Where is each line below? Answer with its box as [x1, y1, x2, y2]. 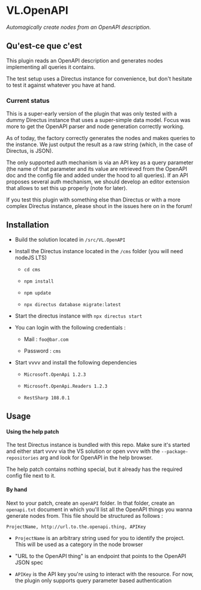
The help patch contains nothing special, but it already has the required [6, 466, 183, 473]
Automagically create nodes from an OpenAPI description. [6, 23, 151, 31]
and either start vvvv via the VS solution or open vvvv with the [6, 447, 160, 455]
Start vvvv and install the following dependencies [14, 358, 137, 366]
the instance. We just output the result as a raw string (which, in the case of [6, 141, 193, 148]
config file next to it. [6, 472, 56, 479]
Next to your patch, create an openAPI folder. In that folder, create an [6, 499, 175, 506]
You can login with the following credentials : [14, 324, 126, 331]
